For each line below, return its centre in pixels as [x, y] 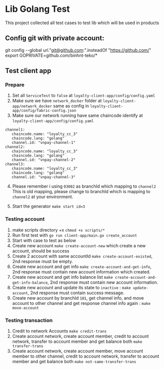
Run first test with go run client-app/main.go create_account [75, 235]
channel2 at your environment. [43, 197]
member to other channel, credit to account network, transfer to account [86, 356]
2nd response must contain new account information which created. [81, 271]
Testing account [25, 219]
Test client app [28, 71]
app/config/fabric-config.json [44, 111]
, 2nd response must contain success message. [76, 293]
